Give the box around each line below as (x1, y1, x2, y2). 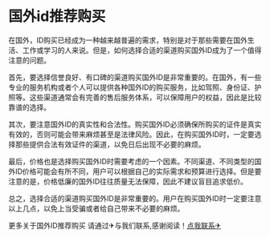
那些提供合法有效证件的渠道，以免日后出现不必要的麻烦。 (14, 139, 206, 149)
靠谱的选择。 (8, 102, 51, 112)
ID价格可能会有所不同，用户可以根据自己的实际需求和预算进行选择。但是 (14, 166, 255, 176)
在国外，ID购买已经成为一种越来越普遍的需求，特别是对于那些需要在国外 (8, 35, 247, 45)
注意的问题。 (8, 55, 51, 65)
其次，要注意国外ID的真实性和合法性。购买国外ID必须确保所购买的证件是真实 (8, 119, 262, 129)
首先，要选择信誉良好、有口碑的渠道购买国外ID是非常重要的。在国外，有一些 (8, 72, 262, 82)
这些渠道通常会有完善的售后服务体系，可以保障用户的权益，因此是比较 (29, 92, 262, 102)
